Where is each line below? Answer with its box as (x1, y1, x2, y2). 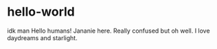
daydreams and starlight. (7, 33, 78, 42)
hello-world (7, 4, 76, 20)
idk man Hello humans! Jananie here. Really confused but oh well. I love (7, 27, 211, 35)
